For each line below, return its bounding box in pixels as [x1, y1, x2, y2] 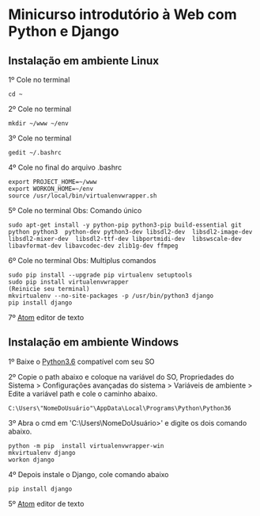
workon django [8, 456, 55, 464]
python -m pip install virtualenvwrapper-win [8, 441, 164, 449]
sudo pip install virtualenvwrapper [8, 278, 129, 286]
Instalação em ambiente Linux [8, 54, 160, 67]
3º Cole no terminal [8, 133, 72, 143]
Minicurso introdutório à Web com [8, 6, 237, 24]
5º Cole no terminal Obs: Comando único [8, 206, 142, 215]
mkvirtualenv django [8, 449, 77, 457]
